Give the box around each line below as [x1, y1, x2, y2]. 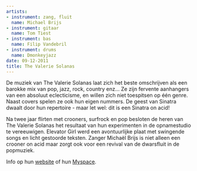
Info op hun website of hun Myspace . [6, 158, 97, 165]
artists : [6, 8, 28, 15]
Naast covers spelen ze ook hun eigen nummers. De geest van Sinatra [6, 98, 176, 105]
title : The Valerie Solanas [6, 63, 75, 69]
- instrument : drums [6, 47, 57, 53]
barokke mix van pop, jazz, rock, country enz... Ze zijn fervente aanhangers [6, 86, 189, 93]
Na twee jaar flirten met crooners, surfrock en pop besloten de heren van [6, 116, 183, 123]
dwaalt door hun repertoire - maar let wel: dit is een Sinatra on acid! [6, 104, 170, 112]
